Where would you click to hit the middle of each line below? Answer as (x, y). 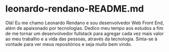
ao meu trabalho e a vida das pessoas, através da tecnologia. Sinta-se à (81, 39)
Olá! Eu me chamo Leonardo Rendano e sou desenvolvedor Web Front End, (85, 23)
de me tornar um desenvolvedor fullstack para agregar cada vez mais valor (84, 33)
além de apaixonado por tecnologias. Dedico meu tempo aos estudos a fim (84, 28)
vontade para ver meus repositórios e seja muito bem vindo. (69, 44)
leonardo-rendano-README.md (75, 9)
